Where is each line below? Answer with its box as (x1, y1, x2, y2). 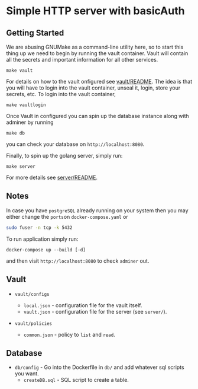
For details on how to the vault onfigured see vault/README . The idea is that (6, 78, 193, 85)
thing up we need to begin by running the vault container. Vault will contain (6, 50, 189, 57)
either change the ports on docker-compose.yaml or (6, 213, 128, 220)
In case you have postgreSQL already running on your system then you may (6, 206, 189, 214)
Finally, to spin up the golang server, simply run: (6, 152, 123, 159)
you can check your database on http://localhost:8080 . (6, 141, 145, 148)
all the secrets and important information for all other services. (6, 56, 158, 63)
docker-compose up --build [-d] (6, 247, 86, 253)
